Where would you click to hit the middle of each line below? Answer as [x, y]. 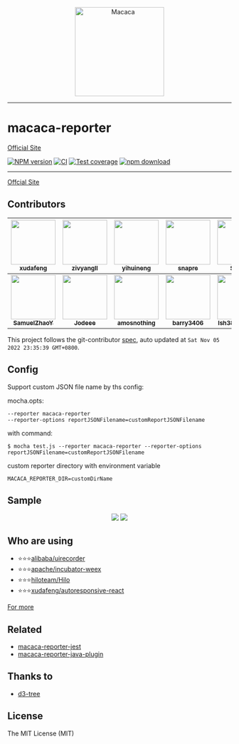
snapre [188, 268]
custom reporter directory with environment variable [84, 465]
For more [21, 607]
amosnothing [136, 323]
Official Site [24, 148]
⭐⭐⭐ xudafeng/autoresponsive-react [71, 591]
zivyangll [85, 268]
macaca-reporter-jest [49, 646]
